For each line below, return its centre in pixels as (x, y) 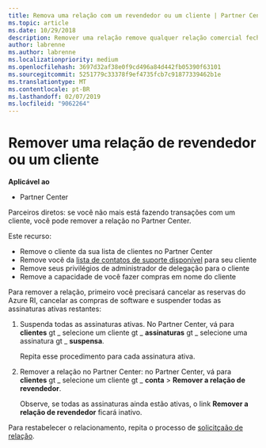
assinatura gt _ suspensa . (62, 341)
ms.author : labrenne (42, 52)
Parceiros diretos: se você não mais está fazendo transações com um (122, 213)
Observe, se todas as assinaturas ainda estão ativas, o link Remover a (134, 404)
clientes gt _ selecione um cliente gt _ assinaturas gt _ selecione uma (133, 332)
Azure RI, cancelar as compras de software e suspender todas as (115, 301)
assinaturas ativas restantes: (55, 309)
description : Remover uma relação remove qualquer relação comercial (125, 38)
